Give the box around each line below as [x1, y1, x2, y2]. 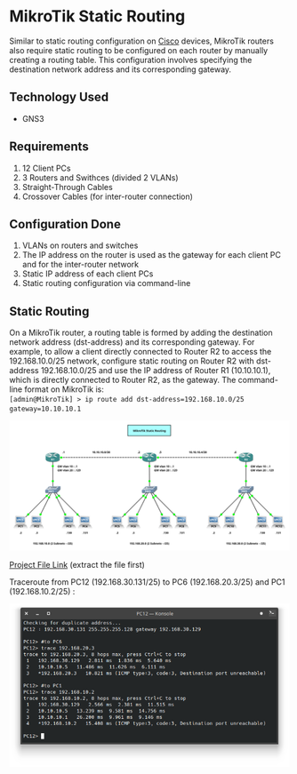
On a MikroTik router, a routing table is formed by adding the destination [9, 327, 273, 339]
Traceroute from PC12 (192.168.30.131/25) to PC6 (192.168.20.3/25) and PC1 [9, 576, 286, 587]
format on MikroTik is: [24, 384, 104, 395]
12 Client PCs [21, 163, 71, 173]
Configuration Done [9, 216, 122, 232]
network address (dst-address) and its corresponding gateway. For [9, 337, 255, 347]
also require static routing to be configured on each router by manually [9, 44, 269, 55]
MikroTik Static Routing [9, 6, 186, 27]
